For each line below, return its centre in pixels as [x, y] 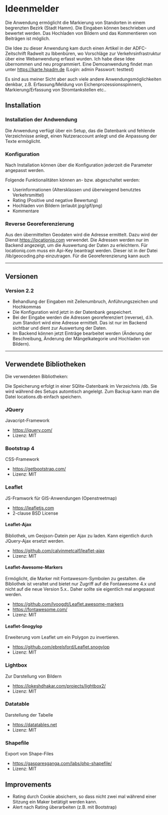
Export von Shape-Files [29, 754]
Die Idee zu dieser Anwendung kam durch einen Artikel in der [68, 48]
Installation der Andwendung [41, 119]
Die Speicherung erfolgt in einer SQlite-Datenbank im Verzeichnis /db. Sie [81, 386]
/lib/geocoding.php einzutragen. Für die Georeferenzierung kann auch [77, 256]
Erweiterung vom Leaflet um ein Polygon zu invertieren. [62, 637]
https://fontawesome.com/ [40, 610]
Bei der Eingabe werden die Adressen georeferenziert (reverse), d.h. [83, 317]
